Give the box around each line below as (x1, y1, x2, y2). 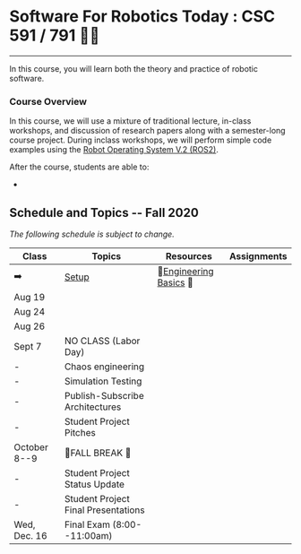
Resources (165, 250, 212, 263)
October (13, 441, 49, 454)
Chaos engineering (64, 360, 145, 373)
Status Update (64, 478, 125, 490)
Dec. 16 (13, 530, 47, 542)
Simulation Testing (64, 375, 142, 387)
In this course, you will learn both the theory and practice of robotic (9, 63, 258, 74)
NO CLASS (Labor (64, 334, 141, 347)
